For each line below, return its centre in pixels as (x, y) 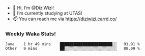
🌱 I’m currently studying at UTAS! (47, 13)
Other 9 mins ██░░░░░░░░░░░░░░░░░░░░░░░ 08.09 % (72, 49)
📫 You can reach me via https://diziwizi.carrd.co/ (65, 19)
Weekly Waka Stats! (31, 34)
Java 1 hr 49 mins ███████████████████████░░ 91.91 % (72, 44)
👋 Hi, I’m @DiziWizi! (33, 8)
